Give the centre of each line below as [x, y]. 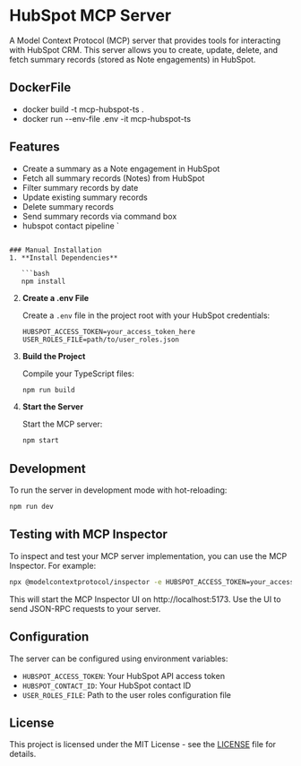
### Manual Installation [56, 250]
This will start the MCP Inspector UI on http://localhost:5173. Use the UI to [145, 599]
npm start [41, 441]
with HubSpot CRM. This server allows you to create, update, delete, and [144, 49]
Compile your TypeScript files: [78, 374]
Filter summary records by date [80, 187]
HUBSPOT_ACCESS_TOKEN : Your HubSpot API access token [124, 676]
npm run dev [31, 507]
